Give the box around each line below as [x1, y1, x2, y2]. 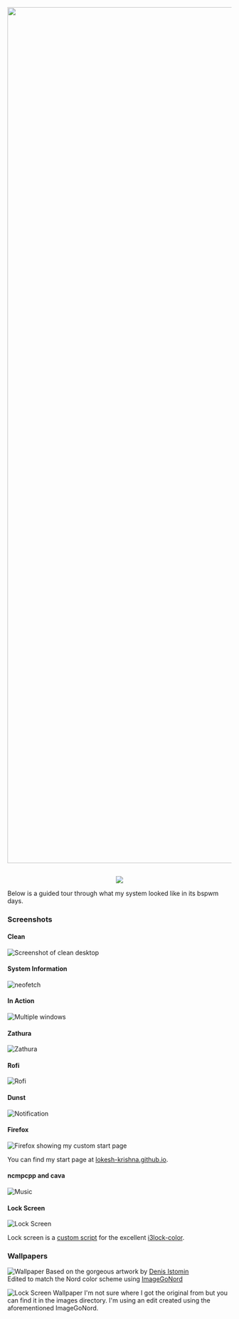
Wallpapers [7, 1251, 48, 1261]
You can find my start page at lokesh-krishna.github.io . [7, 1155, 169, 1163]
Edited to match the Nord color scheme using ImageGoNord [7, 1275, 183, 1283]
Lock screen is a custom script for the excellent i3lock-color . [7, 1233, 185, 1242]
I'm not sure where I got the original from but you [84, 1288, 228, 1298]
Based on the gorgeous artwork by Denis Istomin [46, 1267, 189, 1276]
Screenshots [7, 915, 53, 925]
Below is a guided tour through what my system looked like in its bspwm [7, 889, 219, 898]
